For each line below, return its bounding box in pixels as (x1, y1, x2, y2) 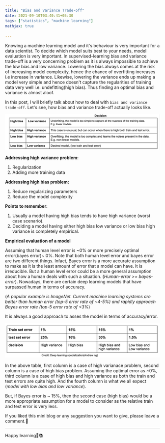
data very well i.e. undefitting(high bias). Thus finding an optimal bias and (5, 84, 154, 90)
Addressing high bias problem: (5, 179, 70, 185)
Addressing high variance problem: (5, 155, 79, 161)
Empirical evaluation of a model (5, 238, 71, 244)
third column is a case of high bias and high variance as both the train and (5, 373, 155, 379)
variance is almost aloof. (5, 90, 55, 96)
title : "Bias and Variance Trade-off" (5, 8, 84, 13)
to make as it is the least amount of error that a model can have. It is (5, 263, 142, 269)
